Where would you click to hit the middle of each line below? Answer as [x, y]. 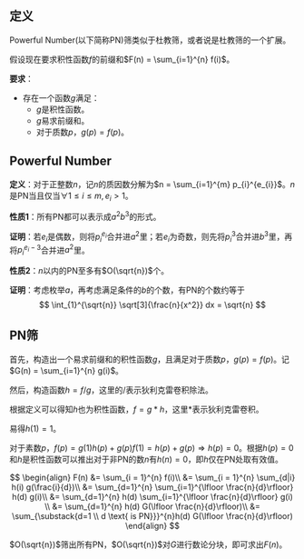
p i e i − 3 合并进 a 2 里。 [54, 250]
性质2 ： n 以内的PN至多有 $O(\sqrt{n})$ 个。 [89, 270]
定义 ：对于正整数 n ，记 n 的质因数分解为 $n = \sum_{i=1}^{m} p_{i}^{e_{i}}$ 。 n [152, 184]
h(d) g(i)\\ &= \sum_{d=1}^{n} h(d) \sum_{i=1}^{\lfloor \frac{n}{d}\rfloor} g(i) [152, 496]
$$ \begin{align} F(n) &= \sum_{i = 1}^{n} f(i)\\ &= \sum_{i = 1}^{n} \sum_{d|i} [152, 477]
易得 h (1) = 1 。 [35, 428]
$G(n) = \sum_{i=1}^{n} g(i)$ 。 [67, 370]
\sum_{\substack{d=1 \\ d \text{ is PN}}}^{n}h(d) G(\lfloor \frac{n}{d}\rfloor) [152, 515]
